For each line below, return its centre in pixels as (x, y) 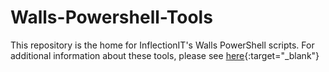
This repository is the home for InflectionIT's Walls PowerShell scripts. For (162, 45)
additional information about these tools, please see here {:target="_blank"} (165, 55)
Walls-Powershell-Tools (111, 17)
